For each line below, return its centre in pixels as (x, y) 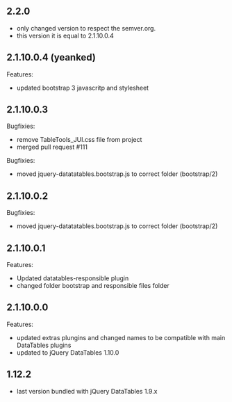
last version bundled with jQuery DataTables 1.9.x (87, 391)
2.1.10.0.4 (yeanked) (51, 57)
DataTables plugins (44, 345)
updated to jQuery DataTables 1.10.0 (68, 352)
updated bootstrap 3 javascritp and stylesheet (83, 88)
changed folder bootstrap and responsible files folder (93, 286)
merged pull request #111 (52, 147)
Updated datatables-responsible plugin (73, 278)
